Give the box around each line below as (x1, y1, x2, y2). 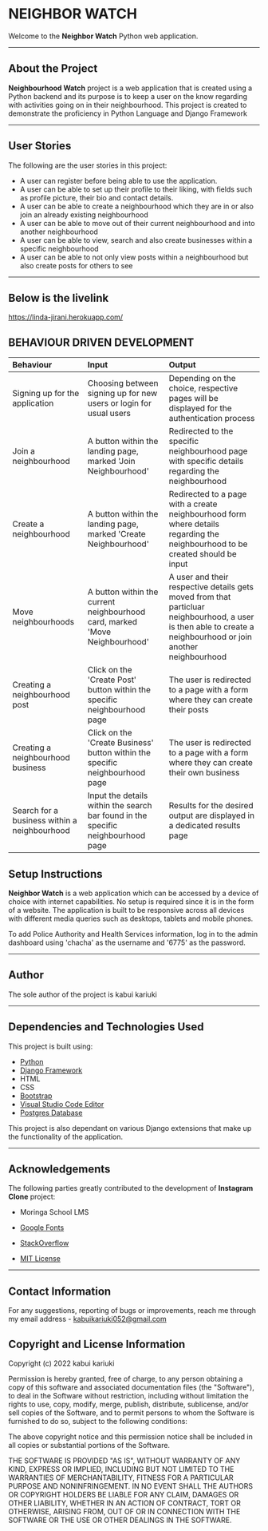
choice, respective (168, 383, 238, 394)
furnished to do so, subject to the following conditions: (8, 1417, 187, 1426)
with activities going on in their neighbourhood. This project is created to (8, 100, 247, 109)
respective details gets (168, 581, 254, 593)
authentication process (168, 413, 255, 424)
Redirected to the (168, 426, 234, 437)
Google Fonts (19, 1223, 65, 1232)
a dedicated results (168, 820, 241, 831)
